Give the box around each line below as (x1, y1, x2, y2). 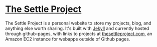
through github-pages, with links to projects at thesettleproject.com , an (5, 30, 152, 36)
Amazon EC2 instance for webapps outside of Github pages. (5, 36, 130, 42)
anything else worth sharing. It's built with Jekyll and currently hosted (5, 25, 149, 31)
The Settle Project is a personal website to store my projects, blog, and (5, 20, 151, 26)
